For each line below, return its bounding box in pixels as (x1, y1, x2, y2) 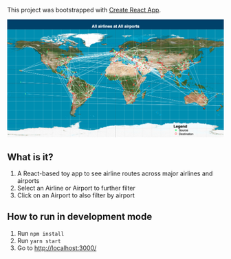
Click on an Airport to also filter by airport (16, 191, 135, 199)
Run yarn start (16, 236, 61, 245)
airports (16, 176, 40, 184)
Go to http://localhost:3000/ (16, 243, 97, 252)
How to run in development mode (7, 211, 153, 223)
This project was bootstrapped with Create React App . (7, 6, 162, 14)
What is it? (7, 151, 54, 163)
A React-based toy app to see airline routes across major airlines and (16, 169, 213, 177)
